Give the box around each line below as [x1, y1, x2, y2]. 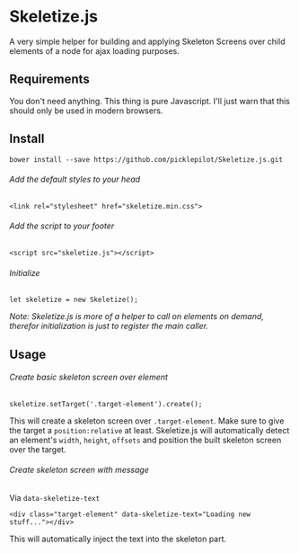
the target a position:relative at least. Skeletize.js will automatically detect [9, 424, 290, 435]
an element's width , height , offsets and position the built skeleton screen [9, 434, 282, 445]
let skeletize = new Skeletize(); [9, 295, 139, 305]
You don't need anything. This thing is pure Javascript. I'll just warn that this [9, 95, 290, 106]
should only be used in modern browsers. [9, 105, 163, 116]
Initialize [9, 267, 40, 278]
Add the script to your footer [9, 220, 115, 231]
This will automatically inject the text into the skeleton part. [9, 533, 227, 544]
